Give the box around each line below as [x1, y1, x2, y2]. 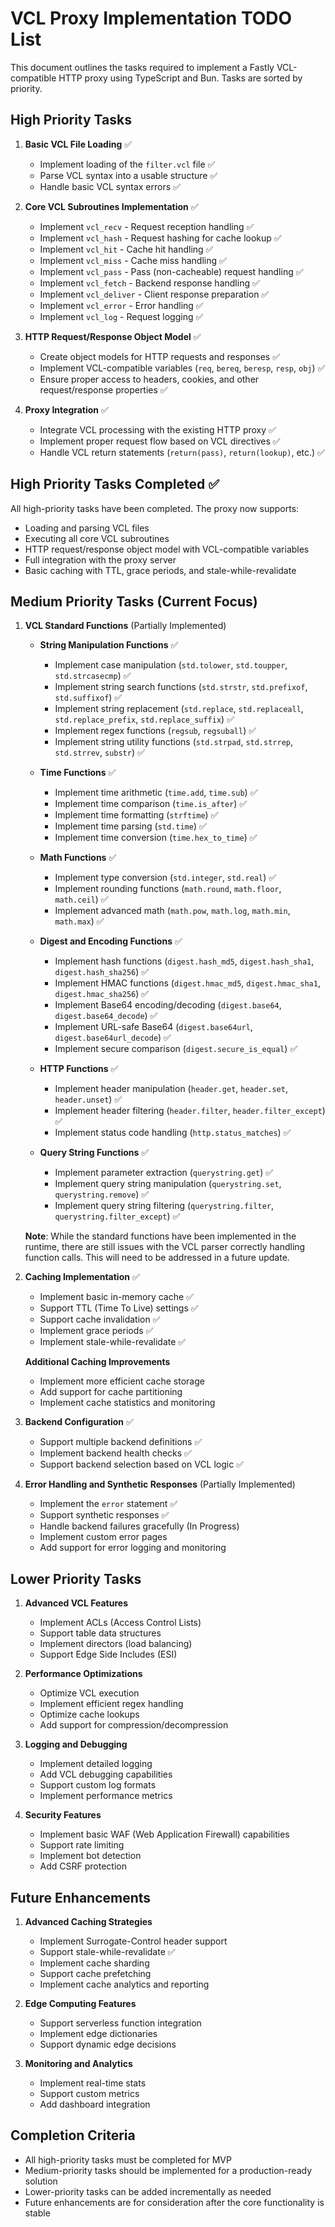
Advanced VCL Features [24, 1597, 128, 1609]
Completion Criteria [10, 2127, 136, 2144]
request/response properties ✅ [39, 383, 168, 396]
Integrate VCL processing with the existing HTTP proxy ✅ [39, 423, 277, 436]
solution [24, 2175, 58, 2187]
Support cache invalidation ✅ [39, 1313, 161, 1326]
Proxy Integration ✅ [24, 403, 109, 416]
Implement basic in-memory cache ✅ [39, 1291, 194, 1303]
